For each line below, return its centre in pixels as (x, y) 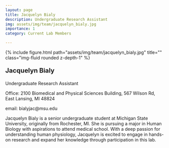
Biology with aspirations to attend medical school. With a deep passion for (83, 129)
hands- (156, 134)
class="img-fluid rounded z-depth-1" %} (48, 58)
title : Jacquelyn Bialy (30, 15)
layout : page (19, 10)
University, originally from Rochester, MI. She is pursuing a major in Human (83, 124)
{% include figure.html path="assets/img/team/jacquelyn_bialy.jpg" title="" (84, 52)
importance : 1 (20, 29)
